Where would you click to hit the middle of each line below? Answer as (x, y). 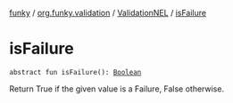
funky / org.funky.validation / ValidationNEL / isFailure (108, 13)
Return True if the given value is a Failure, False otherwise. (117, 89)
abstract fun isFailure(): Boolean (75, 72)
